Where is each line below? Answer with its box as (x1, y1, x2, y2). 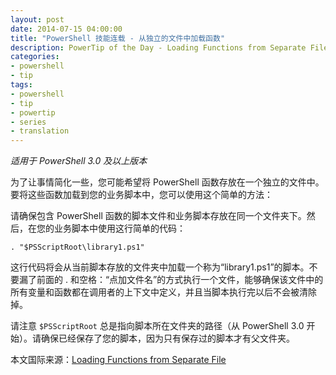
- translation (10, 126, 70, 136)
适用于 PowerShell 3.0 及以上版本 (10, 155, 148, 167)
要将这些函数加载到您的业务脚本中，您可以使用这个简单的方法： (10, 189, 273, 201)
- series (10, 117, 47, 127)
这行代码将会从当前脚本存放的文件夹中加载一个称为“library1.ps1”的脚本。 (10, 261, 310, 273)
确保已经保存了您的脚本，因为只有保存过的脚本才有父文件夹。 (40, 332, 295, 345)
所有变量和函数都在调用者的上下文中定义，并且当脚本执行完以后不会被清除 (10, 286, 317, 298)
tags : (10, 80, 33, 90)
